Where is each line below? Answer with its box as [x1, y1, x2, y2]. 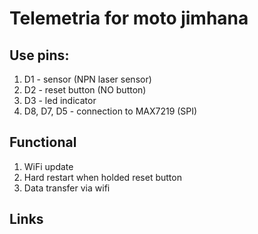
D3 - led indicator [23, 95, 97, 106]
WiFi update [23, 160, 74, 172]
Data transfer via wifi [23, 182, 111, 194]
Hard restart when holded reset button [23, 171, 182, 183]
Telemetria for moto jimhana [9, 7, 249, 30]
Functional [9, 134, 77, 151]
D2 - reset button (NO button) [23, 84, 147, 96]
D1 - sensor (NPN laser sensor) [23, 73, 152, 85]
